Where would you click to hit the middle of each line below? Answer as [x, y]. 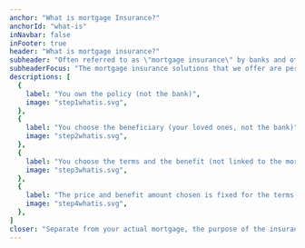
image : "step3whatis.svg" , [77, 170]
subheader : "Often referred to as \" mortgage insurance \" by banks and [148, 60]
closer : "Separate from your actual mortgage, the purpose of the [138, 229]
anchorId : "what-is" [49, 26]
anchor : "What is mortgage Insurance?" [85, 18]
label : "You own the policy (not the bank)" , [113, 94]
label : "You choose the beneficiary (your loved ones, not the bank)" [162, 128]
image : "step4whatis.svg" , [77, 204]
